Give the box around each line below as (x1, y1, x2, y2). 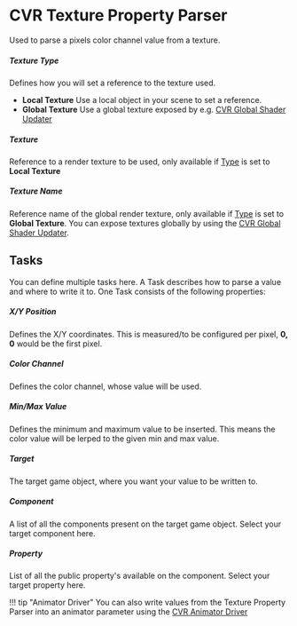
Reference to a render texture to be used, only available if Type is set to (9, 156, 270, 167)
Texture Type (9, 55, 59, 66)
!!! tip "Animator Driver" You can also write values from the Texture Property (9, 597, 286, 608)
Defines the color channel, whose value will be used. (9, 381, 202, 392)
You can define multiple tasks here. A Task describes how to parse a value (9, 276, 282, 287)
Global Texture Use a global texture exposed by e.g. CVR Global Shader (21, 104, 286, 115)
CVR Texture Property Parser (9, 5, 228, 26)
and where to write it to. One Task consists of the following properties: (9, 286, 266, 297)
